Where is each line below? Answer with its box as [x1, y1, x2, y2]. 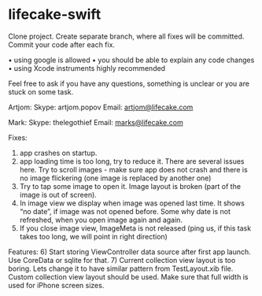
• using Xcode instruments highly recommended [8, 63, 166, 72]
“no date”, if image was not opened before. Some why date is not [19, 206, 231, 216]
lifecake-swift [8, 6, 101, 24]
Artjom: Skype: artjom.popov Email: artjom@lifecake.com [8, 102, 194, 112]
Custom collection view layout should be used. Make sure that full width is [8, 272, 249, 281]
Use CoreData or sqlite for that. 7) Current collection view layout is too [8, 255, 236, 265]
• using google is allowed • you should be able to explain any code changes [8, 55, 255, 65]
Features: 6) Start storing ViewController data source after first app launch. [8, 246, 252, 257]
